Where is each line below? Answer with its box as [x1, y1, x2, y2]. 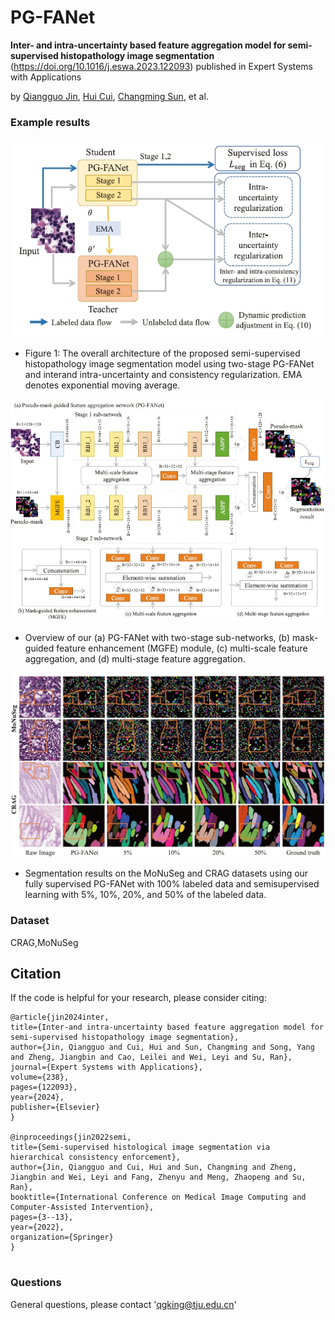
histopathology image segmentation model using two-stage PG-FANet [24, 357, 315, 370]
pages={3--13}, [10, 1212, 74, 1223]
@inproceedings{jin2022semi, [10, 1132, 132, 1143]
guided [24, 642, 55, 655]
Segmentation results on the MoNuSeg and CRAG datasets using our [24, 867, 309, 880]
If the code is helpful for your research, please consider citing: [10, 992, 267, 1004]
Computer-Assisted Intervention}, [10, 1202, 155, 1213]
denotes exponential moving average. [24, 379, 181, 391]
